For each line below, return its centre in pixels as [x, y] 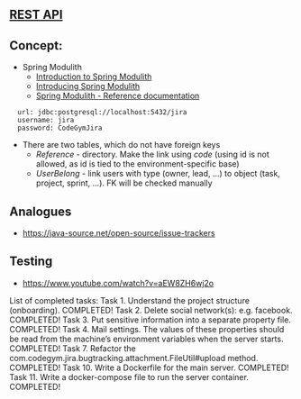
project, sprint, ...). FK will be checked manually [124, 183]
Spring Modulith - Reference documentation [118, 96]
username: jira [46, 121]
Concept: [36, 45]
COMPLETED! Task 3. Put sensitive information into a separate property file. [150, 320]
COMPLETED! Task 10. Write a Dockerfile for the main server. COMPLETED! [150, 367]
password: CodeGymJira [60, 128]
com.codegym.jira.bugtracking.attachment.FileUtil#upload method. [134, 358]
